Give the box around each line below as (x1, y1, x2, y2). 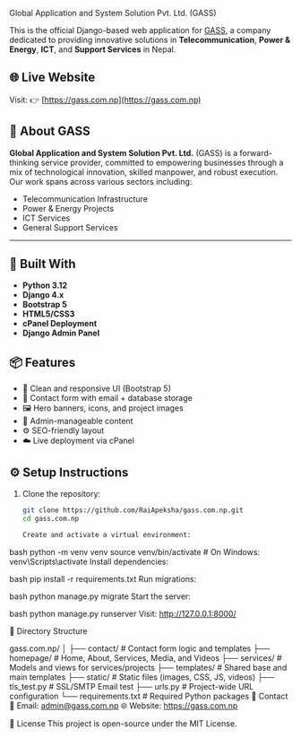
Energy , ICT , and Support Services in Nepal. (9, 44, 176, 55)
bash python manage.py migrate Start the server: (9, 591, 191, 602)
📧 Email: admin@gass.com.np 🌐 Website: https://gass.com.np (9, 699, 238, 711)
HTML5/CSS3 (21, 308, 75, 319)
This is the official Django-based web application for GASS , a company (9, 25, 271, 35)
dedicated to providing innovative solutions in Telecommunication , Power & (9, 35, 291, 45)
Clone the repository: (21, 489, 101, 499)
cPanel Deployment (21, 318, 98, 329)
